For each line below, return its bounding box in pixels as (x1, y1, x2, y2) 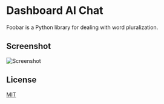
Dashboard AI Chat (6, 4, 103, 18)
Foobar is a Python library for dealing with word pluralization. (6, 24, 159, 31)
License (6, 75, 37, 85)
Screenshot (6, 41, 51, 51)
